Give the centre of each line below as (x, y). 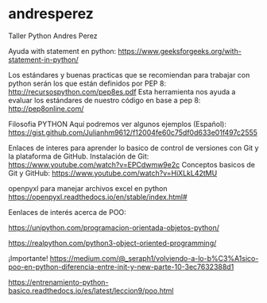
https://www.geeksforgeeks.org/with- (180, 51)
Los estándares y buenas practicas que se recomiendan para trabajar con (129, 75)
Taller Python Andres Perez (53, 36)
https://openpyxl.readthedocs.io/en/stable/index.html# (98, 197)
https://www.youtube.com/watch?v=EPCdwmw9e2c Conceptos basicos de (132, 164)
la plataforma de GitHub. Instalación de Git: (79, 156)
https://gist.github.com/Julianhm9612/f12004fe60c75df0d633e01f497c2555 (133, 132)
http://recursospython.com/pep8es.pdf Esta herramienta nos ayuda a (122, 91)
